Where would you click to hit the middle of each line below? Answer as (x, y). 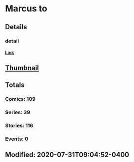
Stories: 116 (19, 125)
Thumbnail (22, 68)
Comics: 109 (20, 99)
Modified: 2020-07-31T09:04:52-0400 (67, 154)
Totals (15, 85)
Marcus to (26, 9)
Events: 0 (17, 139)
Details (16, 27)
